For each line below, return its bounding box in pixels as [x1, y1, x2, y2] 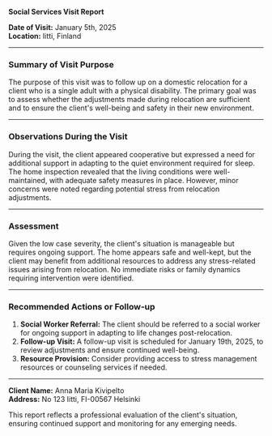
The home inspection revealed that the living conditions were [8, 166, 212, 177]
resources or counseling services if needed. [19, 362, 168, 372]
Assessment [8, 220, 59, 232]
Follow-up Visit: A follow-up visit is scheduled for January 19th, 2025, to [19, 336, 264, 347]
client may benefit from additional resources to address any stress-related [8, 255, 256, 266]
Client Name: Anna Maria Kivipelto [8, 386, 125, 395]
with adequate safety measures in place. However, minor [49, 175, 239, 185]
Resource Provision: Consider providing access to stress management [19, 354, 257, 364]
